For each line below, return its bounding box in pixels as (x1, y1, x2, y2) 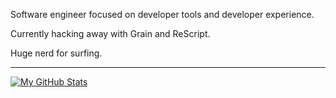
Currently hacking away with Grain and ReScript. (10, 28, 211, 39)
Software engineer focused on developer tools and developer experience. (10, 9, 315, 20)
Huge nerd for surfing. (10, 47, 103, 59)
